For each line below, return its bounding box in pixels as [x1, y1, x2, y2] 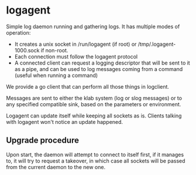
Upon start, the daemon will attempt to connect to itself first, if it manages [6, 151, 184, 158]
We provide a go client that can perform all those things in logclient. [6, 83, 170, 90]
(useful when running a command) [14, 72, 98, 79]
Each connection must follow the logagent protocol [14, 53, 138, 60]
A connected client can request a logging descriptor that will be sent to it [14, 59, 190, 66]
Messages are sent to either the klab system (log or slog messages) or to [6, 95, 183, 102]
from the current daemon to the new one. [6, 163, 106, 170]
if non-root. [40, 46, 68, 53]
